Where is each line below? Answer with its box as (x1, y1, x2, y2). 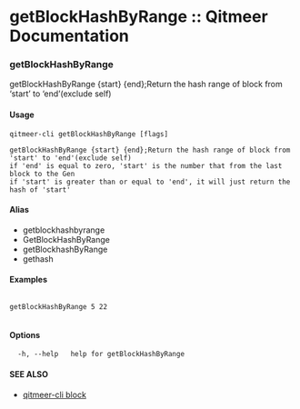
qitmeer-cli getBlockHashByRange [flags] (9, 129, 169, 138)
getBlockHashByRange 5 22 (9, 303, 107, 312)
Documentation (9, 25, 130, 46)
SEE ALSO (9, 368, 48, 379)
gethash (22, 253, 54, 264)
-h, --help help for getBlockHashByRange (17, 350, 185, 359)
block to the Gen (9, 169, 75, 178)
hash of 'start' (9, 185, 71, 195)
